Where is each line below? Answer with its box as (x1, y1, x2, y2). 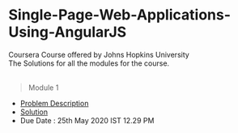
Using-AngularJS (8, 23, 127, 41)
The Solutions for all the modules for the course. (8, 58, 170, 68)
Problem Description (19, 98, 89, 108)
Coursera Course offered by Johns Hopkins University (8, 49, 190, 59)
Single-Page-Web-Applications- (8, 6, 232, 24)
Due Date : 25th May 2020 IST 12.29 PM (19, 115, 155, 125)
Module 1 (28, 83, 59, 92)
